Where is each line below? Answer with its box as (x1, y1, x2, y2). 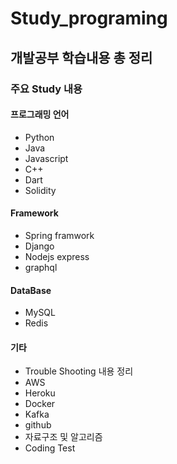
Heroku (24, 387, 56, 399)
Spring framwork (24, 229, 95, 241)
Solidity (24, 184, 57, 196)
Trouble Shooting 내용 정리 (24, 365, 134, 377)
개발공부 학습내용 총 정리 (10, 49, 153, 66)
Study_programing (10, 7, 168, 30)
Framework (10, 207, 59, 219)
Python (24, 131, 55, 143)
